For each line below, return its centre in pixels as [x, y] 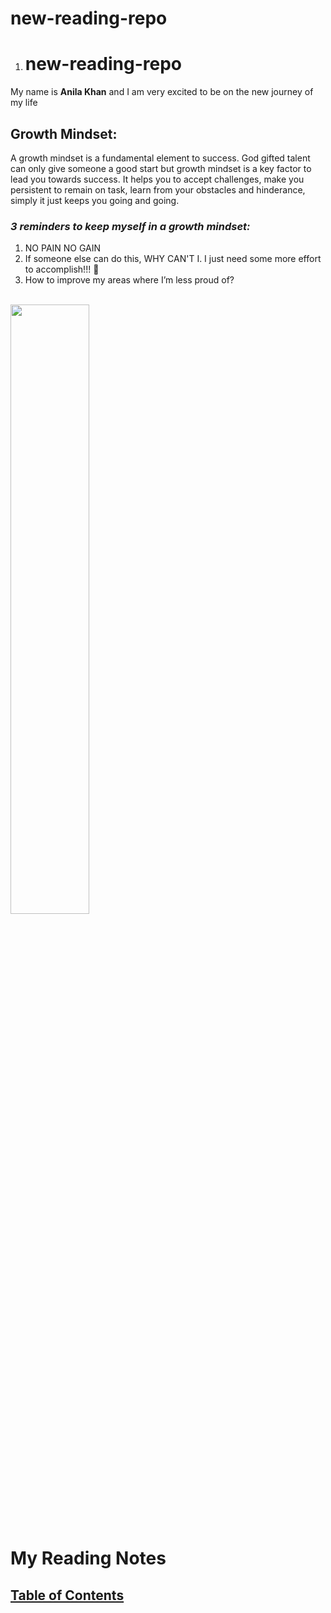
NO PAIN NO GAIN [63, 248]
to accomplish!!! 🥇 [62, 269]
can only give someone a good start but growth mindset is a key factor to [161, 168]
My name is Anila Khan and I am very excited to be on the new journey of [162, 92]
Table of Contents [67, 1595]
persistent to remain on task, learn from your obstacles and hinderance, [158, 189]
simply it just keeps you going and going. [95, 200]
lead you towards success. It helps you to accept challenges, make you [157, 179]
